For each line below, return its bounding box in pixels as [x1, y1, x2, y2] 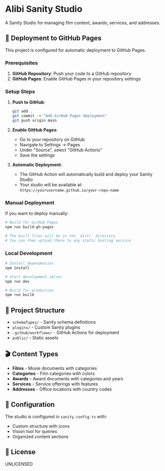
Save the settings [19, 152, 55, 158]
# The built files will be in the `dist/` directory [5, 234, 116, 238]
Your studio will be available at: [19, 181, 83, 188]
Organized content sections [12, 434, 69, 439]
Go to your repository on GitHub [19, 136, 85, 142]
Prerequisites [5, 59, 38, 66]
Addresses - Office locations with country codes [12, 386, 112, 392]
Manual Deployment [5, 199, 55, 206]
